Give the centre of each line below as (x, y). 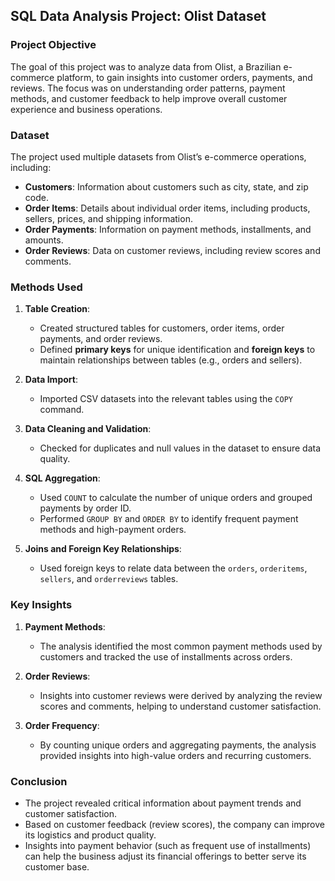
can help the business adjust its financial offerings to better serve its (165, 856)
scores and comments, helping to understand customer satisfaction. (180, 706)
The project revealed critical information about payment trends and (163, 803)
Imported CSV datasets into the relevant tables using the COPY (166, 399)
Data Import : (51, 380)
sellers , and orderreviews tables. (109, 579)
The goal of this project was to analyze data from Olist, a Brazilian (146, 66)
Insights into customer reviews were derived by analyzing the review (181, 695)
